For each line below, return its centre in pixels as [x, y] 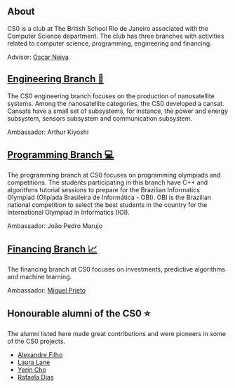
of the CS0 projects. [36, 341]
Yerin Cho [32, 370]
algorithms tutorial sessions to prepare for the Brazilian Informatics [103, 190]
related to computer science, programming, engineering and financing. [109, 43]
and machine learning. [40, 277]
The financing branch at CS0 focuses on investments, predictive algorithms [116, 269]
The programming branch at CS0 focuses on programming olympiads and [114, 175]
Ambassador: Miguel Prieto [47, 290]
